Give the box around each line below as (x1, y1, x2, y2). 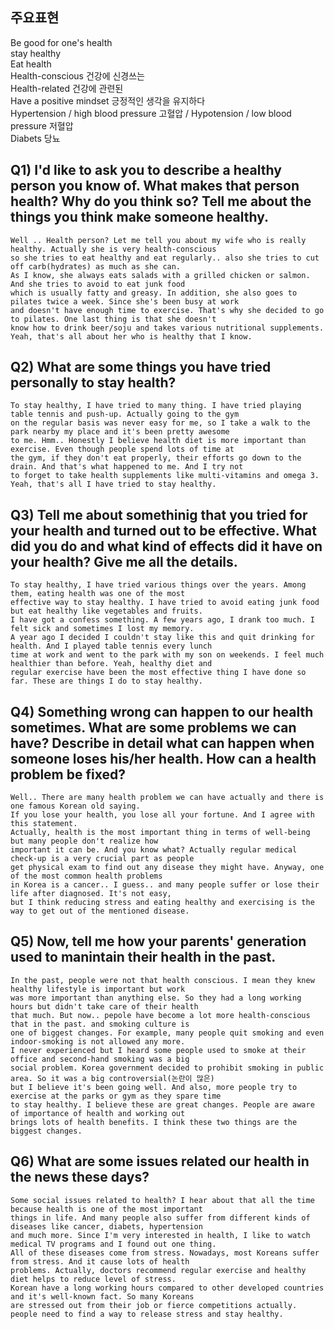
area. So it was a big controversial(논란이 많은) (10, 1073, 215, 1083)
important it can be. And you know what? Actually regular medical (10, 845, 298, 855)
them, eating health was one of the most (10, 589, 186, 599)
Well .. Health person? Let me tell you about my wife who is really (10, 235, 307, 245)
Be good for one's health (10, 36, 113, 48)
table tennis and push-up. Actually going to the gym (10, 409, 240, 420)
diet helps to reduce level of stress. (10, 1274, 177, 1284)
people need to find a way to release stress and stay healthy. (10, 1309, 284, 1319)
